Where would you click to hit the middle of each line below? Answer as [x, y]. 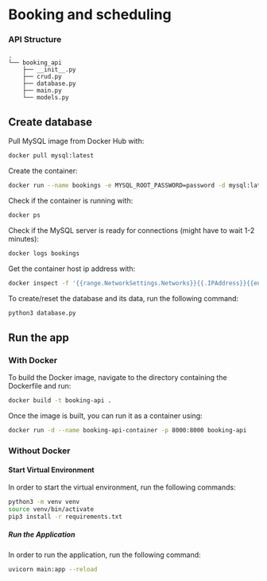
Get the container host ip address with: [72, 269]
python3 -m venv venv [44, 502]
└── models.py [46, 98]
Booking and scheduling [90, 15]
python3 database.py [43, 313]
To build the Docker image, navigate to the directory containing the [118, 378]
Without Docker [39, 451]
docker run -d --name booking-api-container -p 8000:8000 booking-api [128, 431]
